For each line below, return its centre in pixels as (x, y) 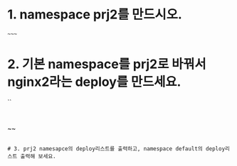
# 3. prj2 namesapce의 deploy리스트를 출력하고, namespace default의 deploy (116, 149)
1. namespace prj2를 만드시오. (95, 15)
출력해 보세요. (38, 156)
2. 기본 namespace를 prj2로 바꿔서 (107, 64)
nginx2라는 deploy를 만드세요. (94, 82)
